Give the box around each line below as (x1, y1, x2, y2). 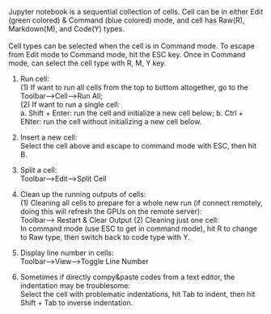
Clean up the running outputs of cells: (19, 190, 146, 199)
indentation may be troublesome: (19, 281, 131, 290)
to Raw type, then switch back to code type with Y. (19, 232, 190, 241)
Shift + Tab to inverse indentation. (19, 298, 133, 308)
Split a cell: (19, 165, 57, 174)
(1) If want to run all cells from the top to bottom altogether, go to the (19, 82, 248, 92)
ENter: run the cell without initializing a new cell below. (19, 117, 202, 126)
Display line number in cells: (19, 248, 114, 257)
